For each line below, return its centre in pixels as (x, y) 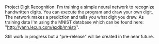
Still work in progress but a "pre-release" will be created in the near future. (79, 36)
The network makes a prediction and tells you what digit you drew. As (74, 17)
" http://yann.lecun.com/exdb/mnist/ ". (42, 27)
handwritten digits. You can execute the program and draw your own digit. (79, 12)
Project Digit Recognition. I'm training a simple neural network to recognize (80, 7)
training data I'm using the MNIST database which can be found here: (74, 22)
